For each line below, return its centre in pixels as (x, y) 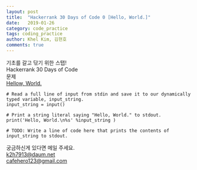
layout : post (22, 12)
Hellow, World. (24, 83)
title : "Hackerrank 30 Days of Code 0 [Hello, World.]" (79, 17)
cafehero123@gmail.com (37, 160)
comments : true (25, 45)
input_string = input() (36, 104)
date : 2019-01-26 (30, 23)
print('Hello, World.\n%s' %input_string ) (61, 120)
